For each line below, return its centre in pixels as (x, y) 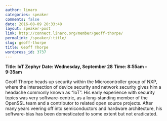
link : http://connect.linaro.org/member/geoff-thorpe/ (64, 33)
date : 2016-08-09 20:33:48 (34, 24)
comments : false (22, 19)
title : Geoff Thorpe (27, 47)
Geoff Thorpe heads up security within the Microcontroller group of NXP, (81, 82)
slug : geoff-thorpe (26, 43)
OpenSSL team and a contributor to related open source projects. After (79, 103)
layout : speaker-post (28, 29)
